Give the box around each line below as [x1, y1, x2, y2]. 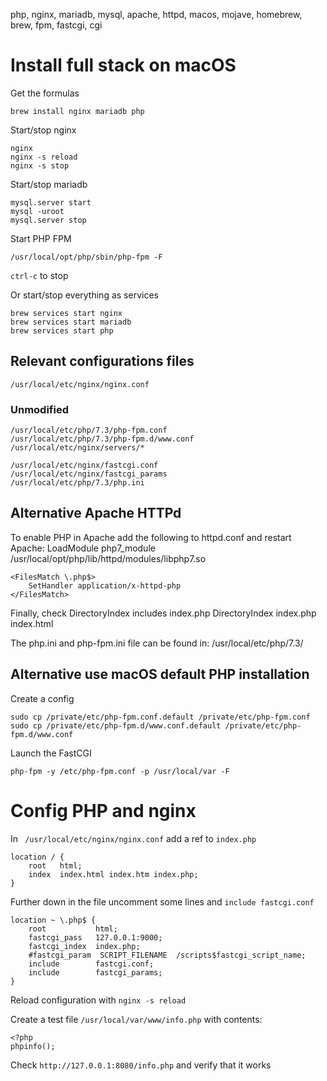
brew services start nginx [10, 308, 123, 318]
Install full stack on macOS [10, 54, 237, 77]
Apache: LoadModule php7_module [10, 542, 156, 554]
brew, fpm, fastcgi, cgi [10, 19, 103, 31]
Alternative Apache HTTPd [10, 505, 182, 522]
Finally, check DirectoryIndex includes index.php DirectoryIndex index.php [10, 607, 317, 619]
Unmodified [10, 402, 70, 416]
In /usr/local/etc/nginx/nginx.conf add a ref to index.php [10, 832, 257, 844]
